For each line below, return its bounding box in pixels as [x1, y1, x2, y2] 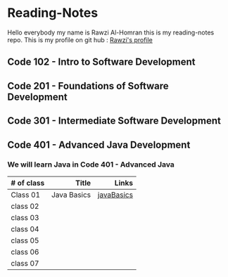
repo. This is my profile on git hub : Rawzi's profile [7, 35, 153, 44]
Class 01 [11, 190, 41, 200]
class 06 [11, 247, 39, 257]
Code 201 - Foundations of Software [7, 79, 169, 92]
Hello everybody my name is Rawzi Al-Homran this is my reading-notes [7, 28, 215, 37]
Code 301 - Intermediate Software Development [7, 115, 222, 127]
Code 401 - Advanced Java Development [7, 138, 191, 150]
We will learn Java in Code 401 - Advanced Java [7, 160, 175, 169]
